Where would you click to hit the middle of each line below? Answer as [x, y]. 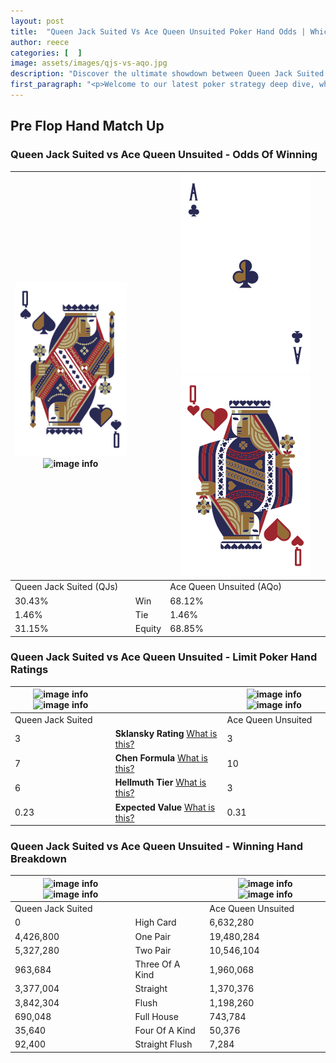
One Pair [152, 936]
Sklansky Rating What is [166, 733]
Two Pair [153, 950]
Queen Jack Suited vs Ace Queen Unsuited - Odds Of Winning [164, 155]
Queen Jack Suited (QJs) [66, 587]
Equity [148, 629]
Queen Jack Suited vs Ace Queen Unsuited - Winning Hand [157, 847]
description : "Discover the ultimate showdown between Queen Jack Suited [167, 74]
